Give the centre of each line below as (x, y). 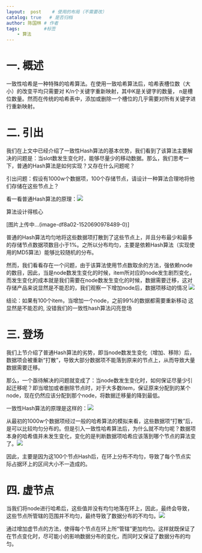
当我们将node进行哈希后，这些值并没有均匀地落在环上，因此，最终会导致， (99, 508)
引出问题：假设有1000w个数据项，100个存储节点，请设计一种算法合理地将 (98, 179)
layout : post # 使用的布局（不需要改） (57, 12)
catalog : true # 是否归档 (40, 17)
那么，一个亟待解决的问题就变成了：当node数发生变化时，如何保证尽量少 (97, 380)
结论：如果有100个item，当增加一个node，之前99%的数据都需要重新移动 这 (100, 301)
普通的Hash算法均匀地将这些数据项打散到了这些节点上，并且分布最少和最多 (99, 237)
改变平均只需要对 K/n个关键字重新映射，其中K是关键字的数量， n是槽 (108, 92)
